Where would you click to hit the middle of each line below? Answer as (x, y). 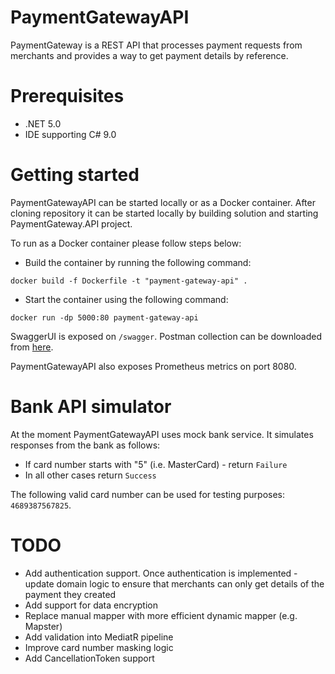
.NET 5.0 (43, 123)
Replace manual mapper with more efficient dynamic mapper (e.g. (161, 615)
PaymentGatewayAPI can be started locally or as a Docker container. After (163, 202)
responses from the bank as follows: (85, 445)
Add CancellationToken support (89, 658)
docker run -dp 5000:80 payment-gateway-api (104, 317)
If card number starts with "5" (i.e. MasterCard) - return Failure (156, 464)
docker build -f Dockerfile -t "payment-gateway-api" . (129, 281)
